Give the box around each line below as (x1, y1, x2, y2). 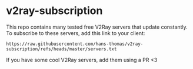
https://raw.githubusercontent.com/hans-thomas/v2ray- (6, 41, 144, 47)
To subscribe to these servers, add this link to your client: (6, 29, 145, 36)
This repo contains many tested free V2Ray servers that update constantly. (6, 23, 188, 30)
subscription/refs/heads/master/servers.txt (6, 46, 117, 52)
